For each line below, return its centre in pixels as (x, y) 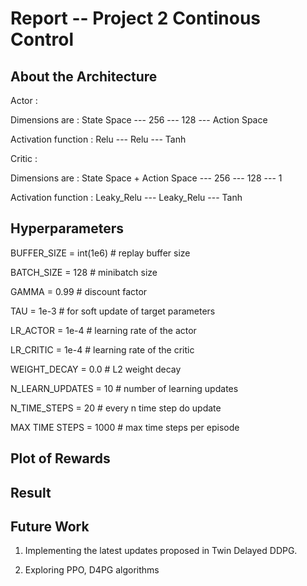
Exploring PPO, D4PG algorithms (92, 570)
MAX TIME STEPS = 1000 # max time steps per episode (125, 427)
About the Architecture (84, 76)
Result (31, 492)
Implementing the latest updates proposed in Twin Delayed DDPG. (161, 551)
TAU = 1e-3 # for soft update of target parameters (113, 311)
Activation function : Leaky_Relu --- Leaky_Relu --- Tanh (126, 197)
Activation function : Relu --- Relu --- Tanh (98, 139)
